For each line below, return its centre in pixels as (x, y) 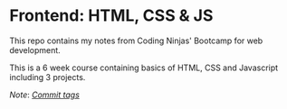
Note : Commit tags (44, 95)
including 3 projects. (48, 77)
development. (35, 50)
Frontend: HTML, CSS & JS (111, 16)
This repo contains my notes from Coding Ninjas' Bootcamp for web (136, 41)
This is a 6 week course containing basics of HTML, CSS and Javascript (144, 68)
